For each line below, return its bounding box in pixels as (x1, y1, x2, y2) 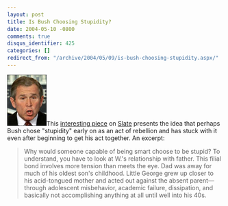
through (23, 183, 47, 192)
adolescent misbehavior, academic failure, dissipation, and (47, 183, 214, 192)
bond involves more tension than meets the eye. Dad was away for (23, 161, 212, 170)
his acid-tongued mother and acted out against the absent (23, 176, 189, 185)
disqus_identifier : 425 (7, 40, 75, 47)
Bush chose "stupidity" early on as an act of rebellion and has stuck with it (7, 126, 218, 135)
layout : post (7, 11, 45, 18)
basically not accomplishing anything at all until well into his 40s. (23, 191, 207, 199)
